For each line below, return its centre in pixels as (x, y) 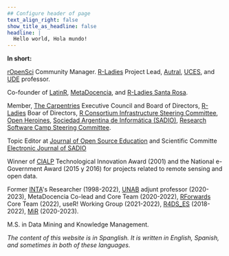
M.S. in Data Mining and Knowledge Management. (78, 224)
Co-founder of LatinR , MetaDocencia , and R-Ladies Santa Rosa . (98, 93)
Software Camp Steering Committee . (59, 128)
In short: (20, 58)
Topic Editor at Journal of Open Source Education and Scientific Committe (112, 141)
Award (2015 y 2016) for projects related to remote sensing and (133, 169)
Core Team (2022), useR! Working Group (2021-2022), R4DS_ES (99, 204)
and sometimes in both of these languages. (69, 245)
